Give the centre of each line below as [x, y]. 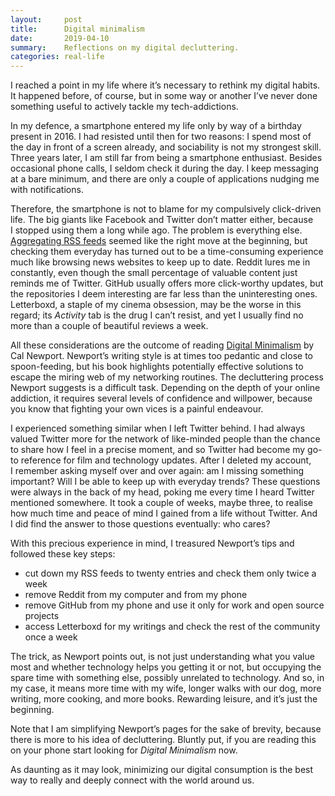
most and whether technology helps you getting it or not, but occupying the [166, 667]
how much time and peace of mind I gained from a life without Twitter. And [164, 513]
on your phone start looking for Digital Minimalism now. [124, 750]
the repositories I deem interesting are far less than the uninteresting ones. [164, 294]
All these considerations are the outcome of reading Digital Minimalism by [162, 345]
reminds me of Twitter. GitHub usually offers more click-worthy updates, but [167, 283]
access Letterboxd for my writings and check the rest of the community [172, 627]
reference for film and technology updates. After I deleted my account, [166, 460]
